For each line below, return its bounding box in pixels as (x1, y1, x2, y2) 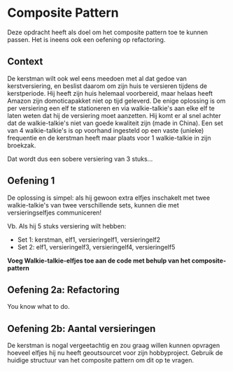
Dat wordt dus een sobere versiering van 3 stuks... (7, 154, 153, 163)
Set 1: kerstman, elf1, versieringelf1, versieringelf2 (17, 235, 161, 244)
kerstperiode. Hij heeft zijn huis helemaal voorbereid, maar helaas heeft (7, 89, 213, 97)
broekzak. (7, 141, 36, 150)
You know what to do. (7, 303, 70, 311)
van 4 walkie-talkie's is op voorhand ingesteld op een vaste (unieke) (7, 126, 204, 134)
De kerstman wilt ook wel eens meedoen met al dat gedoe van (7, 74, 188, 82)
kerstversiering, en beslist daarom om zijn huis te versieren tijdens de (7, 82, 208, 90)
